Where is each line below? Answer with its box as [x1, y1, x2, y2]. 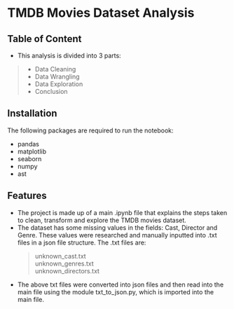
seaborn [17, 154, 42, 163]
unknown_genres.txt [34, 259, 95, 268]
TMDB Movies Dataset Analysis [7, 5, 195, 21]
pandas [17, 139, 40, 148]
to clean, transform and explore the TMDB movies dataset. [17, 216, 187, 224]
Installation [7, 107, 57, 120]
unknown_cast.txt [34, 252, 86, 260]
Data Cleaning [34, 65, 76, 73]
